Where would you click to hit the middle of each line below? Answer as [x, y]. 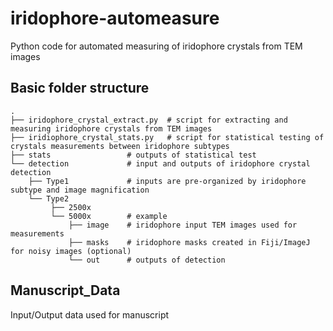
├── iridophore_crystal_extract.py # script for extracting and [149, 120]
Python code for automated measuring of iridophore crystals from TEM [156, 46]
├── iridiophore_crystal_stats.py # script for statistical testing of [167, 137]
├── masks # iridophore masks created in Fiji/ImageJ [189, 242]
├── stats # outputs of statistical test [133, 155]
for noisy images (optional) [71, 251]
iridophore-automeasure [115, 18]
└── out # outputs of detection [147, 260]
